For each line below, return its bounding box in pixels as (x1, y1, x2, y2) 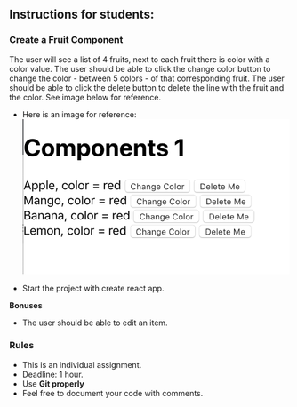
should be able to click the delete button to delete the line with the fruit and (9, 82, 285, 92)
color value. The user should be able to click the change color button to (9, 63, 271, 74)
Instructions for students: (9, 7, 155, 22)
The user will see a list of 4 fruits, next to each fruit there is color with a (9, 53, 270, 65)
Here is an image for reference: (21, 108, 137, 119)
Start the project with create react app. (21, 283, 165, 293)
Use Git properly (21, 378, 84, 389)
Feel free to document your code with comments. (21, 387, 204, 398)
